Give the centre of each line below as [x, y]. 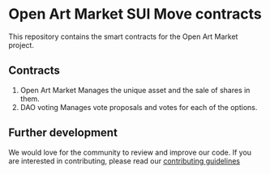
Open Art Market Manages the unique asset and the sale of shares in [135, 90]
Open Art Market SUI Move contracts [135, 14]
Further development [63, 133]
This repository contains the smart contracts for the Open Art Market [123, 36]
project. [21, 45]
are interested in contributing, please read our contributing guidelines [124, 161]
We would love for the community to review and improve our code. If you [130, 152]
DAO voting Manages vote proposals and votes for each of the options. [139, 107]
